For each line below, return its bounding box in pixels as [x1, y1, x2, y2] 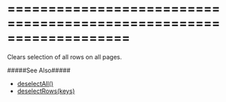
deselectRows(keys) [17, 87, 75, 95]
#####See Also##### [7, 66, 71, 74]
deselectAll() [17, 79, 54, 88]
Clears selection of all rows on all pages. [7, 52, 123, 61]
